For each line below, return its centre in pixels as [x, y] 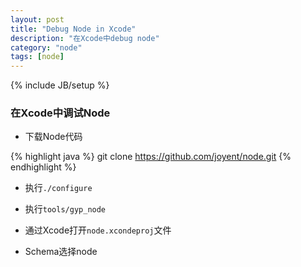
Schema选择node [61, 252]
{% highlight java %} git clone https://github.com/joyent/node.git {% [151, 157]
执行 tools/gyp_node [65, 209]
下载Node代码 [53, 137]
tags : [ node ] [37, 57]
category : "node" [46, 47]
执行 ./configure [58, 188]
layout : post [37, 19]
